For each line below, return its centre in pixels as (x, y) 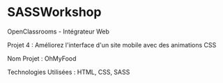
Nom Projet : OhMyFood (42, 58)
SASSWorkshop (54, 12)
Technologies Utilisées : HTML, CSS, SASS (69, 72)
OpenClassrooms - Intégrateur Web (59, 31)
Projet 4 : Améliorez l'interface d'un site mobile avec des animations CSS (112, 45)
